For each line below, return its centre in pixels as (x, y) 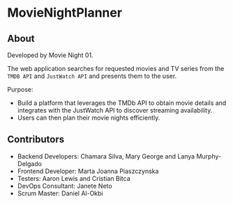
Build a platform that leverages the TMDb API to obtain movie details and (122, 103)
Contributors (36, 139)
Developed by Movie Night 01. (50, 55)
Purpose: (20, 89)
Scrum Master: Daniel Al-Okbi (60, 193)
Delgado (29, 163)
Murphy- (209, 156)
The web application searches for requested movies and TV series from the (116, 68)
